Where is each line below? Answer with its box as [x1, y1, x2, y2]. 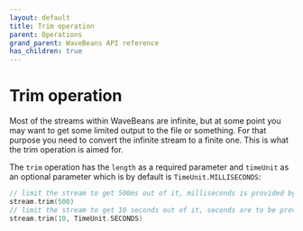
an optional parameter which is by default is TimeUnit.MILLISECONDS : [9, 171, 262, 182]
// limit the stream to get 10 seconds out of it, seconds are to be [9, 205, 277, 215]
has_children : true [9, 47, 83, 56]
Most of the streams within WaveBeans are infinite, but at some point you [9, 115, 281, 126]
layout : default [9, 13, 70, 23]
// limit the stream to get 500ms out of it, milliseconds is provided [9, 189, 284, 199]
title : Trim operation [9, 22, 95, 31]
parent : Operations [9, 30, 83, 39]
